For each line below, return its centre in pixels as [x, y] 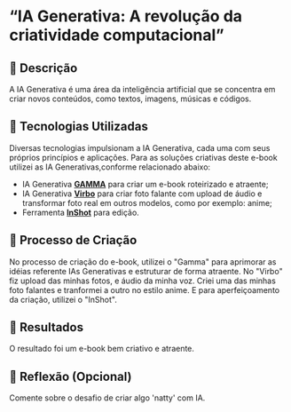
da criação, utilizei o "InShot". [63, 299]
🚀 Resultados [47, 327]
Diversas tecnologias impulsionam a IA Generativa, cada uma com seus [140, 147]
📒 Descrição [43, 68]
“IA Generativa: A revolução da [126, 16]
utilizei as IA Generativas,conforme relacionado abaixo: [110, 167]
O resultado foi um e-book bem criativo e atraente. [102, 349]
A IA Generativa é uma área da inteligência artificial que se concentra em [142, 89]
